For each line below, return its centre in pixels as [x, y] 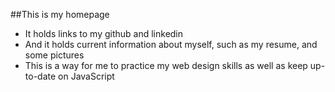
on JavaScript [86, 76]
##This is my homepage [60, 14]
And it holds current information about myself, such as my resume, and [171, 44]
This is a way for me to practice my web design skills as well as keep [166, 65]
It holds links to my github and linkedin [104, 33]
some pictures [54, 55]
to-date [40, 76]
